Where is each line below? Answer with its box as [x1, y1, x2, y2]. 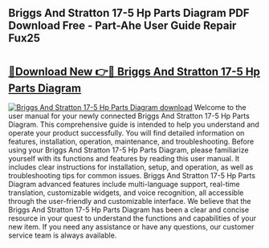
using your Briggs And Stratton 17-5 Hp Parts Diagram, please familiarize [8, 145, 249, 155]
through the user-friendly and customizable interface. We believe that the [8, 197, 251, 205]
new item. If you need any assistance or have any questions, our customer [8, 222, 255, 231]
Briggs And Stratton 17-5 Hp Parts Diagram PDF [8, 6, 251, 20]
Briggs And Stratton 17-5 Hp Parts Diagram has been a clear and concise [8, 205, 250, 214]
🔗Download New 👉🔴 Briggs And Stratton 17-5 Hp [8, 64, 261, 79]
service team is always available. [8, 230, 117, 240]
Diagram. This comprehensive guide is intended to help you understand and [8, 120, 259, 129]
